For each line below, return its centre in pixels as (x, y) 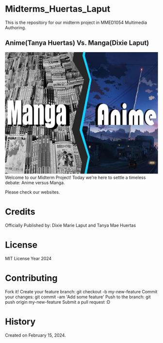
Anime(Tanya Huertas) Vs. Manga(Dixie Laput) (77, 43)
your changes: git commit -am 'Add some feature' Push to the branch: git (78, 297)
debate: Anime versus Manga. (35, 182)
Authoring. (16, 27)
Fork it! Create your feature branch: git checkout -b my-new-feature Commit (81, 291)
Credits (20, 212)
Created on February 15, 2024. (36, 335)
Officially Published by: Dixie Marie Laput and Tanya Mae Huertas (71, 225)
